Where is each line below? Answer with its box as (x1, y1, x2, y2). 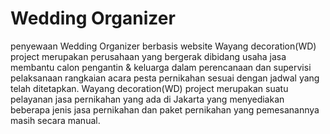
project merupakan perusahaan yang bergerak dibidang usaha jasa (10, 50, 287, 62)
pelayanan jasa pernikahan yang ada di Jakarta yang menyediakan (10, 93, 285, 105)
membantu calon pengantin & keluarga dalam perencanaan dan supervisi (10, 61, 312, 73)
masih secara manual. (10, 114, 101, 126)
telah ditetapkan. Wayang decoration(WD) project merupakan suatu (10, 82, 289, 94)
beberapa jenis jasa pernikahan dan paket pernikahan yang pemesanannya (10, 103, 320, 116)
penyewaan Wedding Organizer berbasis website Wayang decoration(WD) (10, 40, 317, 52)
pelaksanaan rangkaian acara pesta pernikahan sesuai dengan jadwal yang (10, 72, 320, 84)
